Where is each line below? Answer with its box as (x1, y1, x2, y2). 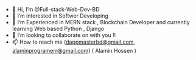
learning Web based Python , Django (12, 25, 105, 32)
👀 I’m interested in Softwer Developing (12, 12, 108, 19)
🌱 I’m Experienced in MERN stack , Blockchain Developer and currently (12, 19, 190, 25)
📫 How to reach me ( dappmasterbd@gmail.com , (12, 38, 136, 45)
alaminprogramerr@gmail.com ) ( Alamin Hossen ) (12, 47, 137, 54)
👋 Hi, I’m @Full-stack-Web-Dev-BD (12, 6, 100, 13)
